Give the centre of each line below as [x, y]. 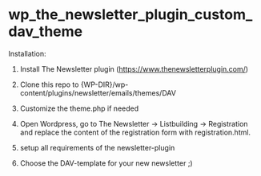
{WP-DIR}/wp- [104, 84]
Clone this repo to [49, 84]
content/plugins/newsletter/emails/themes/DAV [98, 92]
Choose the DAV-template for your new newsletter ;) [106, 163]
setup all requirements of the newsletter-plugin [97, 147]
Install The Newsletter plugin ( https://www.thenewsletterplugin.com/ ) [134, 68]
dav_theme [45, 31]
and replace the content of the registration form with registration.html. [135, 132]
